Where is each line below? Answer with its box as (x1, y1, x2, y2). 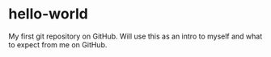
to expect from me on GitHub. (8, 39, 108, 49)
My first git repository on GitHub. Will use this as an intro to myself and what (8, 31, 263, 41)
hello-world (8, 5, 89, 23)
